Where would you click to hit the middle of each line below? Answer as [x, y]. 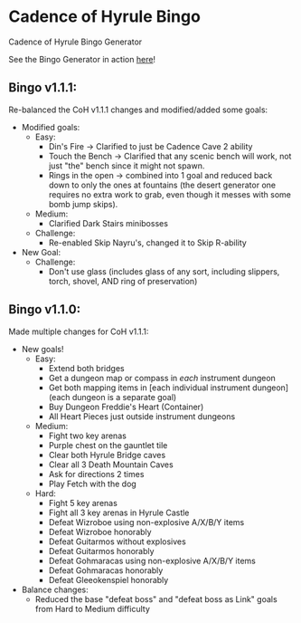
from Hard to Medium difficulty [93, 609]
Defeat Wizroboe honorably [100, 532]
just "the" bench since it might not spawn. [127, 166]
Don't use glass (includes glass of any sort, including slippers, [164, 271]
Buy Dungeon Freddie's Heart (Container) [126, 407]
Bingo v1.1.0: [45, 310]
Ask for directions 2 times [96, 474]
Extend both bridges [86, 368]
